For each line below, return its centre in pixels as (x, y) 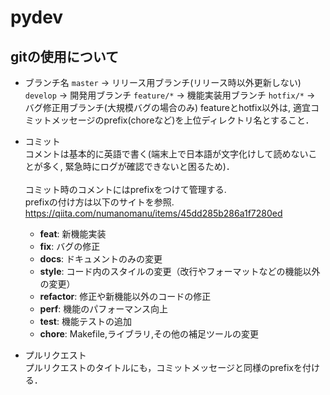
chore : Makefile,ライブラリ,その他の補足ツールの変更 (149, 334)
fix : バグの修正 (70, 246)
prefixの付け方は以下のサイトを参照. (99, 202)
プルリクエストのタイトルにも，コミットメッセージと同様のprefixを (163, 367)
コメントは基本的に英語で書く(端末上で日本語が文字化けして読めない (166, 154)
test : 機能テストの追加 (85, 321)
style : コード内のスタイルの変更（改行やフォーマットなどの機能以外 (180, 271)
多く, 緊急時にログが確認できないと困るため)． (138, 166)
